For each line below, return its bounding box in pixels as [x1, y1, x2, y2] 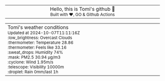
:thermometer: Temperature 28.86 [7, 40, 74, 45]
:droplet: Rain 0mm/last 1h [7, 69, 58, 75]
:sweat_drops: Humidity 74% [7, 50, 63, 55]
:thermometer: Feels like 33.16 [7, 45, 67, 50]
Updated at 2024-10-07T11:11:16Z [7, 30, 80, 36]
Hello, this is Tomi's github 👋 [50, 6, 115, 12]
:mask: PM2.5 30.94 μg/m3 [7, 55, 61, 60]
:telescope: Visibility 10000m [7, 64, 64, 70]
